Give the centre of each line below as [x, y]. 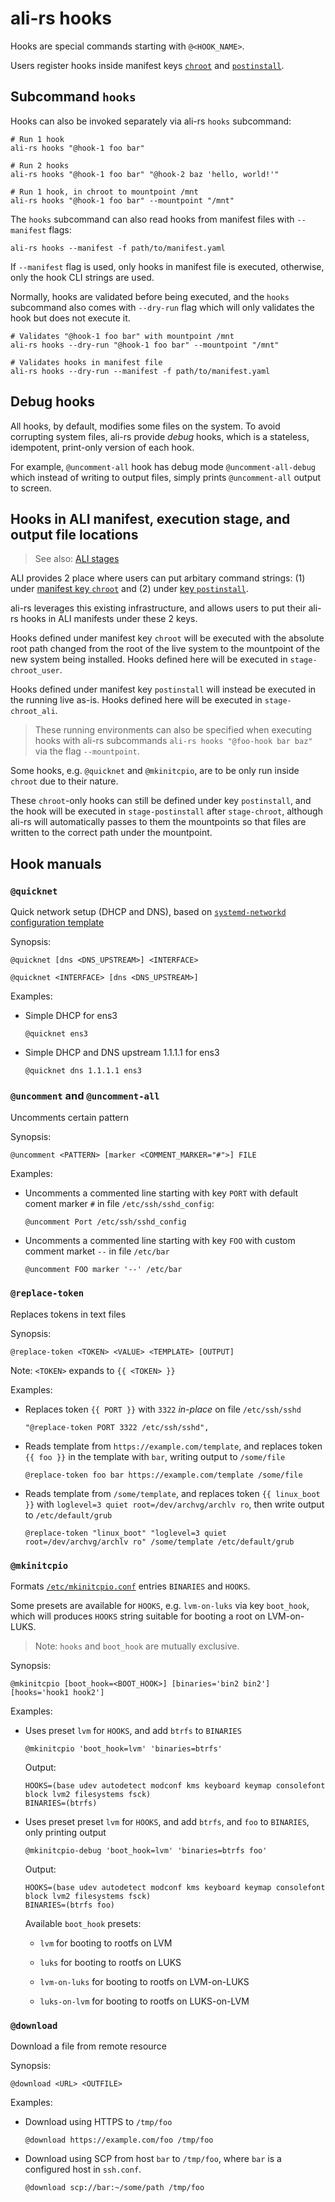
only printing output [65, 1832]
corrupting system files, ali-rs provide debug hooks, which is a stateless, [160, 436]
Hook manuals [56, 863]
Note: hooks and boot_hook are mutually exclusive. [137, 1646]
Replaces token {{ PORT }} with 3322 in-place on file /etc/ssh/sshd [163, 1409]
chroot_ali [33, 712]
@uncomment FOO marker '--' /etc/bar [103, 1270]
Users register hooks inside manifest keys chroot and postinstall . [147, 65]
